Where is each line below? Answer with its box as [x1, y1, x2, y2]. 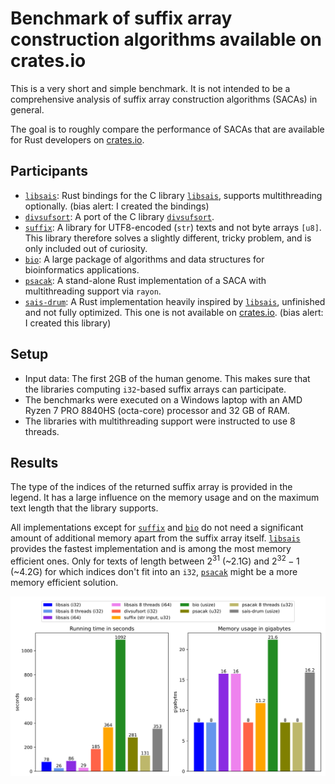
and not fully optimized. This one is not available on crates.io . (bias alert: [24, 306, 324, 318]
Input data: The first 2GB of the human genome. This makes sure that [24, 372, 311, 384]
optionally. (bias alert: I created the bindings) [24, 200, 210, 212]
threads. [24, 425, 60, 437]
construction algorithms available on [10, 28, 322, 51]
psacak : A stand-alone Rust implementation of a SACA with [24, 274, 267, 286]
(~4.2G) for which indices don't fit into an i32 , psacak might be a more [10, 566, 298, 578]
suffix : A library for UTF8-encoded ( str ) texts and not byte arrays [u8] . [24, 221, 322, 233]
